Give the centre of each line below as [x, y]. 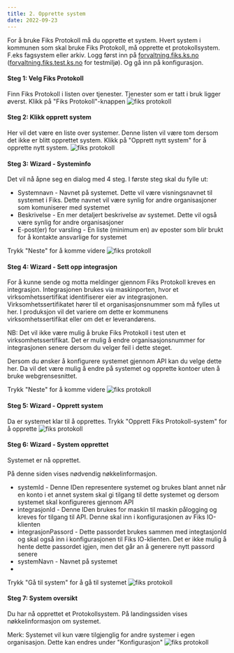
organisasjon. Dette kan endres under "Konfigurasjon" [85, 642]
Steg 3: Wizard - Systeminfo [49, 163]
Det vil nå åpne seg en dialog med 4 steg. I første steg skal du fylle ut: [108, 179]
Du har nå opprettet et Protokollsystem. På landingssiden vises [97, 614]
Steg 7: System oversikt [43, 599]
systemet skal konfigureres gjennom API [75, 502]
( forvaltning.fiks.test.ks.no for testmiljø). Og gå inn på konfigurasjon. [105, 62]
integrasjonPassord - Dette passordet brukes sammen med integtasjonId [122, 531]
